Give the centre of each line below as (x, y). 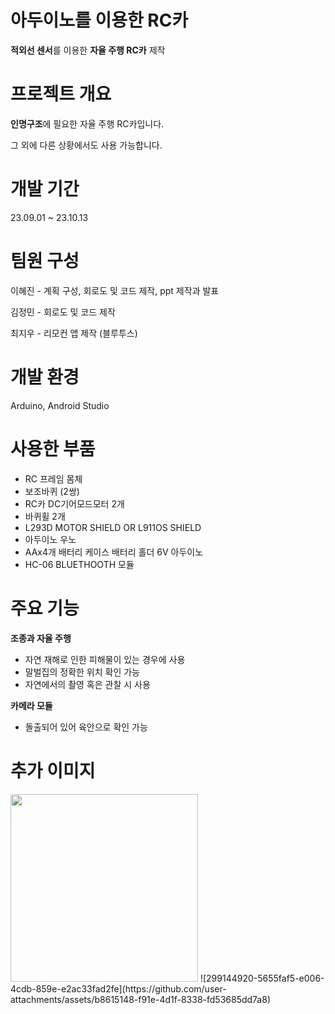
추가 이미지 (53, 770)
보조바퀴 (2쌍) (52, 491)
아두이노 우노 (50, 539)
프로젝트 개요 (61, 94)
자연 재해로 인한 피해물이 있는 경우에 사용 (105, 659)
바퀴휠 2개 (45, 516)
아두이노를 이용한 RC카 (99, 20)
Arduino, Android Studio (60, 405)
